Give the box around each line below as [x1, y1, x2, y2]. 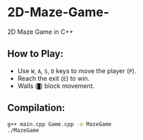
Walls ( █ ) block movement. [17, 82, 95, 90]
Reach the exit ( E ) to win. [17, 74, 90, 82]
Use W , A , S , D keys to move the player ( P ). [17, 66, 137, 75]
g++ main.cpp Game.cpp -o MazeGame [7, 120, 112, 127]
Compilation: [7, 102, 66, 114]
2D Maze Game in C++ [7, 27, 74, 36]
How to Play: [7, 48, 64, 60]
